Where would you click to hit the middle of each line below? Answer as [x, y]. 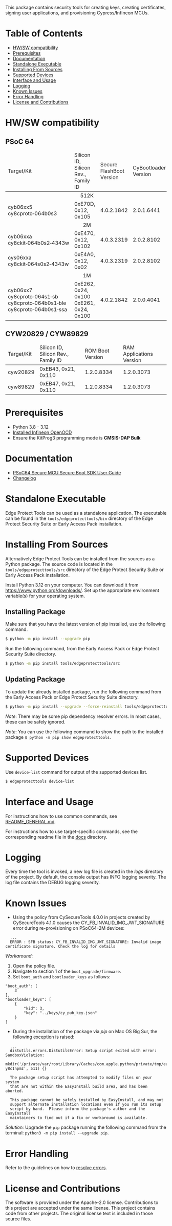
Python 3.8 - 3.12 [30, 427]
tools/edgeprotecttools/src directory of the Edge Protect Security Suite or [84, 570]
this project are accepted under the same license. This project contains [80, 1208]
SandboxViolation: [25, 1055]
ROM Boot [97, 351]
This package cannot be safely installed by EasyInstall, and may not [87, 1100]
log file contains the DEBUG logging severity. [53, 883]
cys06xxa [20, 257]
